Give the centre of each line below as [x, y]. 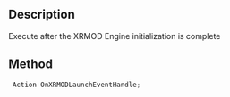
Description [42, 15]
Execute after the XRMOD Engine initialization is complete [115, 36]
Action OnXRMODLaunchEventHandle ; [77, 85]
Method [31, 65]
